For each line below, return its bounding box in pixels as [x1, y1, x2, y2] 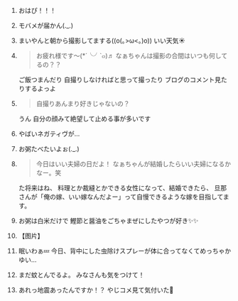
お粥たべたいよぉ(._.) [18, 145, 80, 153]
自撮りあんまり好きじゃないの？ [36, 99, 130, 108]
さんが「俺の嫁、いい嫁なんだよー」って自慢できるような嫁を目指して [18, 192, 223, 201]
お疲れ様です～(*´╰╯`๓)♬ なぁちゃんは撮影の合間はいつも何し [36, 52, 222, 60]
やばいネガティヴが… [18, 130, 80, 138]
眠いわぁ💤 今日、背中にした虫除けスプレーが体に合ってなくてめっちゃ [18, 247, 225, 255]
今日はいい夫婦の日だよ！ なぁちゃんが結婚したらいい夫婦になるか [36, 160, 232, 168]
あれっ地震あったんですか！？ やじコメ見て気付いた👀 [18, 286, 174, 294]
